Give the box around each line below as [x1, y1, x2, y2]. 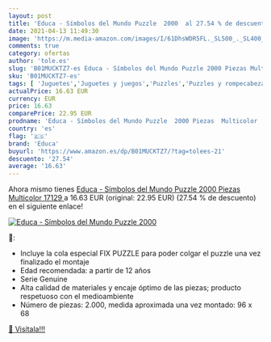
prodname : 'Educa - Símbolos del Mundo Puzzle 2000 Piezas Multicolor [8, 117, 258, 125]
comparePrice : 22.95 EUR [8, 110, 92, 118]
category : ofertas [8, 49, 70, 57]
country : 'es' [8, 125, 56, 133]
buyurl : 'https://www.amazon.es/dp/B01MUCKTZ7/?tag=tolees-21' [8, 147, 226, 155]
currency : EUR [8, 95, 56, 103]
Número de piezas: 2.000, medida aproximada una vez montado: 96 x [19, 300, 252, 310]
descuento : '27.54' [8, 154, 74, 163]
